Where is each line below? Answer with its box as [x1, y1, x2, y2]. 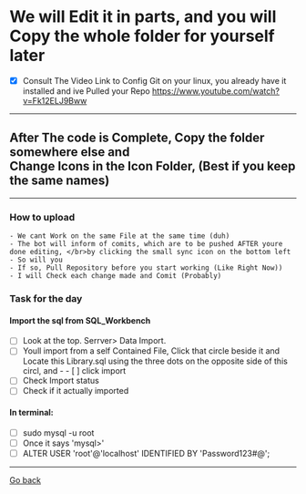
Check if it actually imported [22, 386, 129, 396]
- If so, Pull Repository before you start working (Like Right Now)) [9, 263, 283, 273]
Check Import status [22, 376, 100, 386]
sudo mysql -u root [22, 427, 95, 438]
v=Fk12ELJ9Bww [22, 96, 87, 106]
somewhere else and [9, 144, 130, 160]
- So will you [9, 255, 64, 265]
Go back [9, 474, 42, 485]
